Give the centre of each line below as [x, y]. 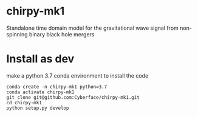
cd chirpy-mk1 [24, 102]
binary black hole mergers [62, 34]
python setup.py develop [38, 108]
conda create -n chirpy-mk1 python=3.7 [57, 87]
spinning [17, 34]
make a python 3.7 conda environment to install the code [77, 75]
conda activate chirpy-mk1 [40, 92]
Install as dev [40, 59]
